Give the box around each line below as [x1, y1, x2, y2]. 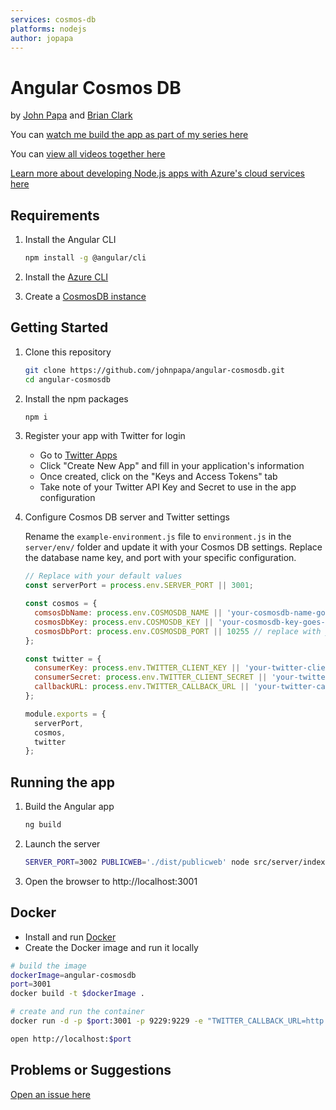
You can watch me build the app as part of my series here [10, 129, 249, 141]
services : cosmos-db [10, 14, 97, 25]
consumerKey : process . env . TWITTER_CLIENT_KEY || [34, 663, 241, 673]
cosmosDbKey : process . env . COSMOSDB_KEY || [34, 617, 214, 627]
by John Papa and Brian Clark [10, 109, 133, 121]
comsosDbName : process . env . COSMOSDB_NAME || [34, 608, 223, 618]
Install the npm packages [24, 392, 129, 405]
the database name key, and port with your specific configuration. [24, 552, 297, 564]
